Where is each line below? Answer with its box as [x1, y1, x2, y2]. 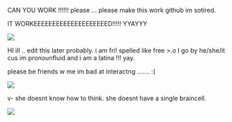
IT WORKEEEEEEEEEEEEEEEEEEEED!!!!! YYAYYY [7, 20, 148, 27]
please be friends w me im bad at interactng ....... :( [7, 67, 156, 76]
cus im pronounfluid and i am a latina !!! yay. [7, 54, 135, 62]
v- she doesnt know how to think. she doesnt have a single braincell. [7, 94, 207, 102]
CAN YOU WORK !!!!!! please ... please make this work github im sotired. [7, 6, 216, 14]
